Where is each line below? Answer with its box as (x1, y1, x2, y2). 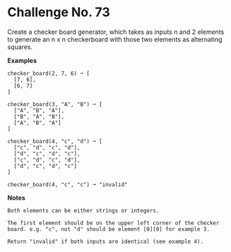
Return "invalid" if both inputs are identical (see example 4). (7, 238, 203, 245)
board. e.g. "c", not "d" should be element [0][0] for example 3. (7, 225, 211, 233)
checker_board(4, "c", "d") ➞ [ (7, 138, 102, 145)
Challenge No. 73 (7, 4, 111, 20)
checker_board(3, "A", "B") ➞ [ (7, 100, 102, 108)
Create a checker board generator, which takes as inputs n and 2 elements (7, 28, 225, 36)
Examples (7, 56, 37, 64)
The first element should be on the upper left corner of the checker (7, 220, 220, 227)
